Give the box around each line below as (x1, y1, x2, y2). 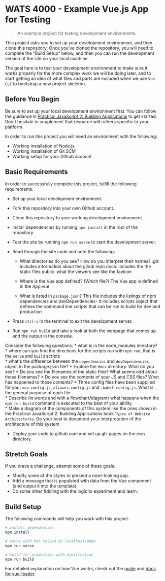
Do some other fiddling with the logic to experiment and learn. (12, 488, 138, 494)
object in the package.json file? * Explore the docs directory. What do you (5, 363, 154, 369)
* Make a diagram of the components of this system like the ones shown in (5, 405, 157, 411)
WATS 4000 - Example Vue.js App (5, 3, 149, 15)
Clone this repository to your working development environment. (12, 214, 144, 220)
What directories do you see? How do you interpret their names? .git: (19, 258, 160, 264)
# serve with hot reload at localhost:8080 (5, 539, 96, 544)
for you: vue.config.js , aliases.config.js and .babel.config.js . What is (5, 384, 154, 390)
